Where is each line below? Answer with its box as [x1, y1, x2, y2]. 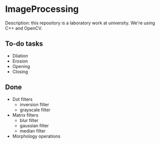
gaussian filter [19, 123, 49, 129]
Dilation [12, 53, 28, 59]
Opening [12, 63, 30, 69]
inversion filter [19, 101, 50, 107]
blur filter [19, 117, 39, 123]
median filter [19, 128, 46, 134]
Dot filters [12, 96, 33, 102]
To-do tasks [5, 40, 43, 48]
